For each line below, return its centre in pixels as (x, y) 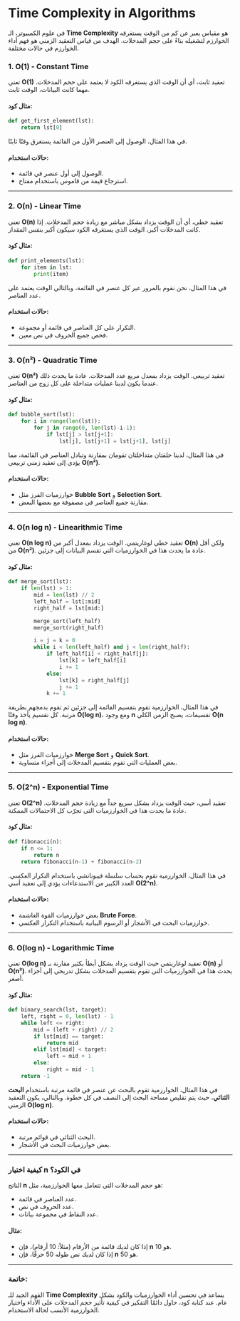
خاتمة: (18, 1279)
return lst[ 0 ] (42, 128)
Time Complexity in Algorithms (102, 13)
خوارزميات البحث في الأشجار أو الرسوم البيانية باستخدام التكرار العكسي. (114, 922)
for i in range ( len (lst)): (61, 421)
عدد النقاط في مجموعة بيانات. (58, 1214)
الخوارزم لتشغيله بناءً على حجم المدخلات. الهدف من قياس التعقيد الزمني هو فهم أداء (119, 40)
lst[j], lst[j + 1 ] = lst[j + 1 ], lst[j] (115, 441)
